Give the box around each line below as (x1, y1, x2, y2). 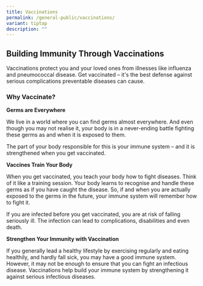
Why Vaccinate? (6, 92, 56, 101)
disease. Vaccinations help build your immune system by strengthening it (6, 267, 189, 274)
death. (6, 223, 22, 231)
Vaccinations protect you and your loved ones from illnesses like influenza (6, 65, 192, 72)
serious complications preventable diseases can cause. (6, 77, 145, 85)
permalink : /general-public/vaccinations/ (6, 15, 115, 21)
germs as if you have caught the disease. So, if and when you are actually (6, 186, 191, 194)
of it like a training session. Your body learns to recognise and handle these (6, 180, 195, 187)
